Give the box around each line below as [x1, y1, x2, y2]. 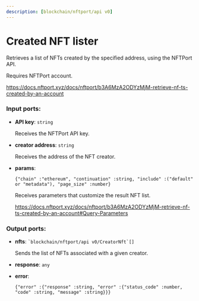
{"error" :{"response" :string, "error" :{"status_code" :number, [14, 284, 183, 290]
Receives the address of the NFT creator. [14, 153, 116, 160]
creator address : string [14, 141, 74, 148]
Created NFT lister [6, 34, 99, 48]
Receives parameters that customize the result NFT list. [14, 191, 151, 198]
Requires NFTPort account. [6, 72, 73, 79]
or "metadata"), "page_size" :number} [14, 181, 111, 187]
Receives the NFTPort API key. [14, 129, 90, 137]
